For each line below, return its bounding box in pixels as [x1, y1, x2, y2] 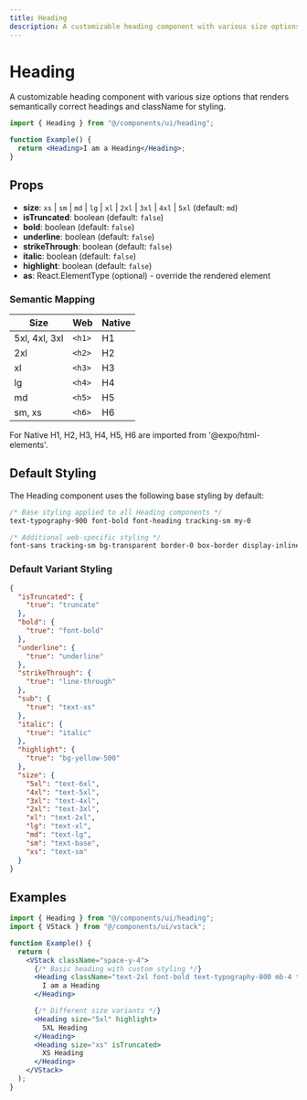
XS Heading [42, 1049, 84, 1058]
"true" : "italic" [26, 728, 92, 737]
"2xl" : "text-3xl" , [26, 805, 101, 814]
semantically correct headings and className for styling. [9, 101, 227, 112]
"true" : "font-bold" [26, 626, 104, 635]
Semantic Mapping [9, 293, 96, 305]
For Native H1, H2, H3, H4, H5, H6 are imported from [9, 430, 207, 441]
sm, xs [14, 406, 43, 419]
